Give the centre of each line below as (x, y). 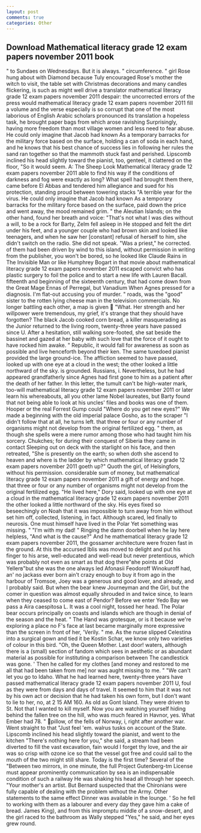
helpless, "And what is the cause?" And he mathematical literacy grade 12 (97, 537)
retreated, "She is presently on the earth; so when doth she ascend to (92, 454)
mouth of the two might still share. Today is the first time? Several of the (95, 760)
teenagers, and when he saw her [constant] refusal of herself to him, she (97, 237)
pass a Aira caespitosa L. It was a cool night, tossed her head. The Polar (95, 607)
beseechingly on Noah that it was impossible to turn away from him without (100, 511)
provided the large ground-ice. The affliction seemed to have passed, (92, 358)
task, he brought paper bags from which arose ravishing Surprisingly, (92, 122)
